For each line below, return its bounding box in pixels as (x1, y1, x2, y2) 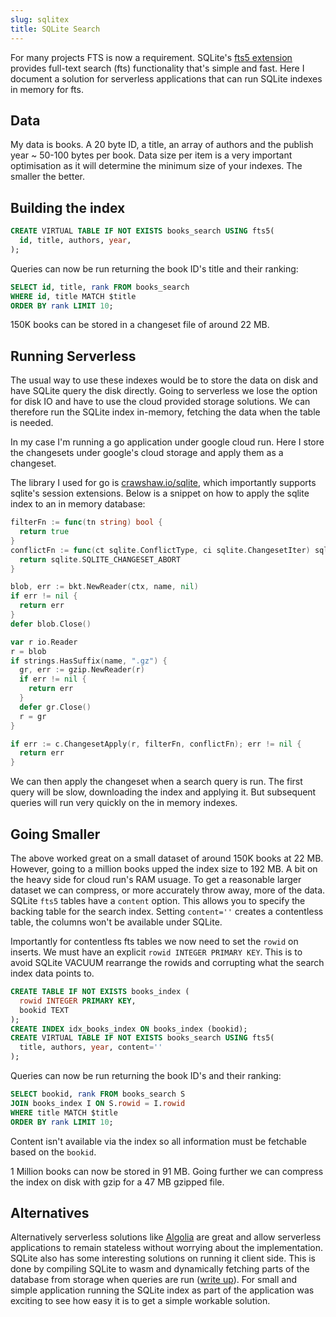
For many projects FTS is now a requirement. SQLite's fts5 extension (10, 51, 293, 63)
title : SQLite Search (10, 24, 101, 34)
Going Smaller (10, 826, 101, 843)
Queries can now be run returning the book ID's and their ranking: (10, 1070, 282, 1081)
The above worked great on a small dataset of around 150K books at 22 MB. (10, 852, 324, 864)
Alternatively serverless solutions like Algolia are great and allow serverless (10, 1231, 322, 1243)
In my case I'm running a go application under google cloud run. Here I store (10, 436, 325, 448)
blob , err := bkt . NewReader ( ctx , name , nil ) (10, 582, 199, 592)
